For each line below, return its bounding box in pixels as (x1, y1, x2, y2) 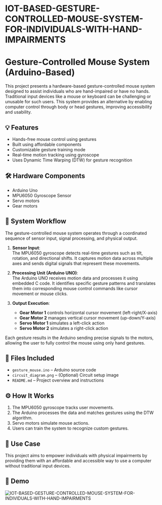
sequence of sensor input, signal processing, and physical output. (5, 235, 138, 241)
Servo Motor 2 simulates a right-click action (19, 325, 108, 331)
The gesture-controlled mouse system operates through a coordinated (5, 230, 147, 236)
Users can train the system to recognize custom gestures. (12, 425, 129, 431)
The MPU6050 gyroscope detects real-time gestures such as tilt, (12, 250, 143, 256)
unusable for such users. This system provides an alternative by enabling (5, 99, 152, 105)
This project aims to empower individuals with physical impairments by (5, 453, 147, 458)
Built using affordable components (12, 141, 81, 147)
